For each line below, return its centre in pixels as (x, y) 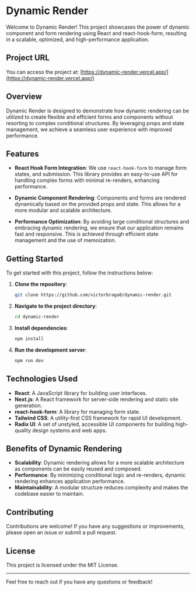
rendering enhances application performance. (70, 482)
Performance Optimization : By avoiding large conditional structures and (102, 222)
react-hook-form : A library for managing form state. (77, 411)
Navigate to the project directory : (56, 306)
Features (22, 154)
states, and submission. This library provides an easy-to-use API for (96, 174)
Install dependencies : (41, 328)
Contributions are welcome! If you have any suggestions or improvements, (95, 526)
